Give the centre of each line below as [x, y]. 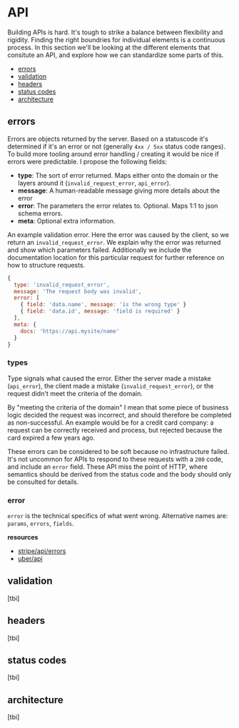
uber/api [30, 558]
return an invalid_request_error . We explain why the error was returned [114, 242]
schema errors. [40, 213]
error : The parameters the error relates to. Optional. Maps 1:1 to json [118, 206]
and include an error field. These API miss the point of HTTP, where [108, 466]
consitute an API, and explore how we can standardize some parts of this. [116, 55]
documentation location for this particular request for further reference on [116, 257]
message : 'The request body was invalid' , [78, 291]
